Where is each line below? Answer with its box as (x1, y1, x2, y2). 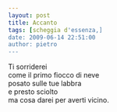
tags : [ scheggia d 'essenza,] (8, 26, 103, 34)
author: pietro (8, 41, 58, 49)
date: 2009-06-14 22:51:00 (8, 33, 96, 42)
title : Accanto (8, 19, 58, 27)
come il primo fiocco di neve (8, 70, 100, 80)
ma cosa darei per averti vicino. (8, 96, 109, 105)
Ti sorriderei (8, 62, 48, 71)
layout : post (8, 11, 51, 20)
